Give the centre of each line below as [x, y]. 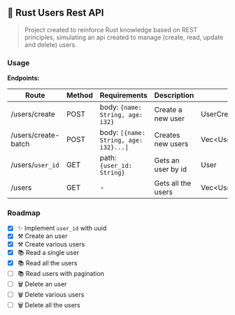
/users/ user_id [35, 165]
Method [79, 95]
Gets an [167, 160]
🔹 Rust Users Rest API [56, 13]
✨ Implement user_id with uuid [62, 228]
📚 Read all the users [47, 262]
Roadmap [24, 213]
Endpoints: [23, 78]
